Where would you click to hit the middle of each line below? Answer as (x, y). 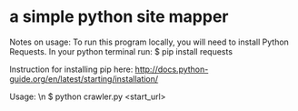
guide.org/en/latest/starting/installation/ (84, 78)
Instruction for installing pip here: (71, 69)
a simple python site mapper (119, 17)
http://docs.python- (172, 69)
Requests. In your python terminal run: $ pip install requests (121, 51)
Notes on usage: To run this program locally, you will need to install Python (149, 42)
